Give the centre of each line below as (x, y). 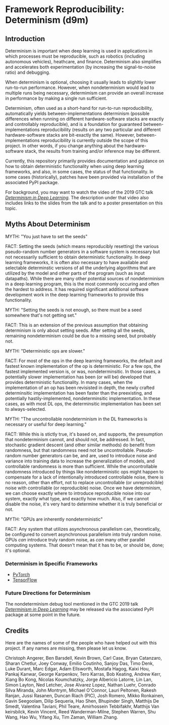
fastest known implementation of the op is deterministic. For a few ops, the (83, 366)
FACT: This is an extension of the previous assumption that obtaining (76, 325)
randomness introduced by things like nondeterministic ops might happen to (84, 472)
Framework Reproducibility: (65, 9)
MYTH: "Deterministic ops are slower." (45, 351)
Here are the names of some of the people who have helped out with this (81, 643)
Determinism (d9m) (47, 20)
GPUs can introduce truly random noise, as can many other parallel (75, 539)
